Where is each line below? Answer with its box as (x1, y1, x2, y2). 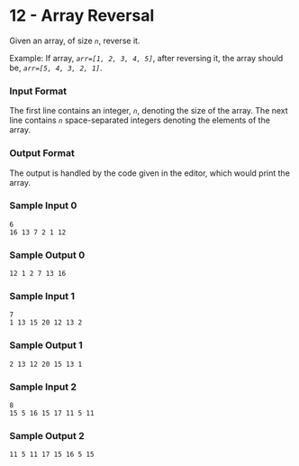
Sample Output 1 (9, 339, 83, 352)
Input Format (9, 85, 68, 97)
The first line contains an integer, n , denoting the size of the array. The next (9, 105, 288, 116)
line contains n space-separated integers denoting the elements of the (9, 114, 270, 126)
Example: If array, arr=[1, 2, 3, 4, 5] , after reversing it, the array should (9, 52, 284, 63)
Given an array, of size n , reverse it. (9, 35, 140, 46)
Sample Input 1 (9, 290, 75, 303)
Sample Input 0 (9, 199, 77, 212)
